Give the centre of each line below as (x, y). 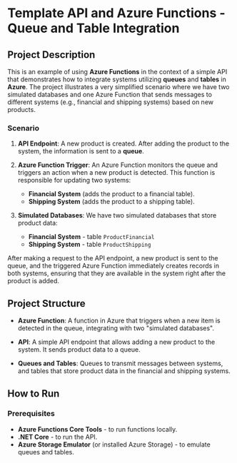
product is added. (33, 281)
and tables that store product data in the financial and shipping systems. (124, 371)
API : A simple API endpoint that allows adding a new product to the (116, 342)
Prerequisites (31, 414)
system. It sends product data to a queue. (79, 350)
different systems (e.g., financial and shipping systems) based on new (111, 102)
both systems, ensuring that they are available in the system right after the (117, 273)
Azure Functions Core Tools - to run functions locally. (97, 429)
